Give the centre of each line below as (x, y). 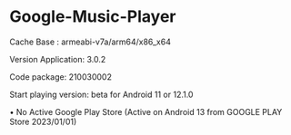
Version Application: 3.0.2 (58, 59)
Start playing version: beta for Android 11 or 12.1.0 (101, 94)
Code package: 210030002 (60, 77)
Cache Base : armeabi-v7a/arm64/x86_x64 (90, 42)
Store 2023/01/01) (43, 121)
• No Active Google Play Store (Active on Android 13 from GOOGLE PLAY (146, 111)
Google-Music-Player (93, 17)
